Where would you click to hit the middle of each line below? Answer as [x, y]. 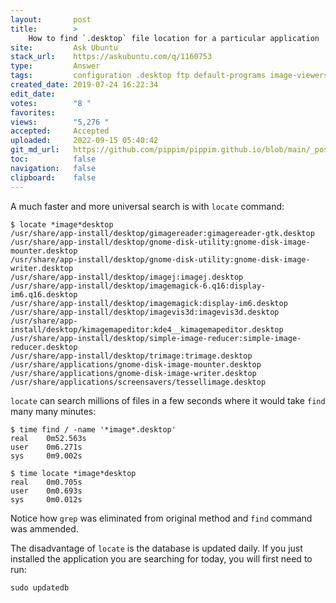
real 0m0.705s [46, 482]
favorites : [33, 112]
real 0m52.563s [48, 438]
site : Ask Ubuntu [64, 47]
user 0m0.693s [46, 491]
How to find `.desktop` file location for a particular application [174, 38]
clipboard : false [53, 177]
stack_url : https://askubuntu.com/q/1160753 [111, 57]
